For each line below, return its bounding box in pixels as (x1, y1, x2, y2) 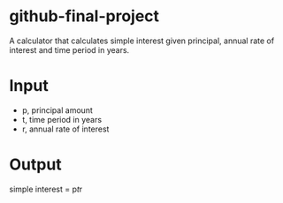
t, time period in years (21, 114, 103, 124)
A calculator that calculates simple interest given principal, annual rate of (9, 35, 275, 46)
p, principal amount (21, 104, 93, 116)
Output (9, 154, 62, 175)
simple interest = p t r (9, 184, 83, 194)
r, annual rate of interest (21, 124, 110, 134)
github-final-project (9, 6, 160, 26)
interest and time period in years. (9, 44, 130, 55)
